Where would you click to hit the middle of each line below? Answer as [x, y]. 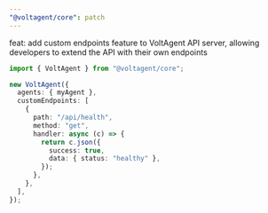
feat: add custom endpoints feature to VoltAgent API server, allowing [134, 43]
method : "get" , [61, 125]
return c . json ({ [71, 142]
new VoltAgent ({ [39, 84]
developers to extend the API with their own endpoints [109, 52]
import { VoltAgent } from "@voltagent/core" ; [97, 68]
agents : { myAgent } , [57, 93]
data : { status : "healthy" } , [105, 159]
